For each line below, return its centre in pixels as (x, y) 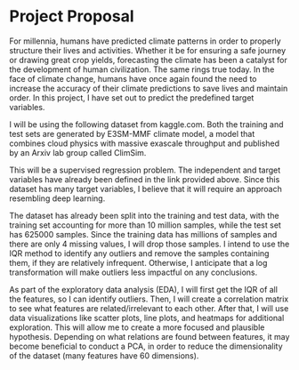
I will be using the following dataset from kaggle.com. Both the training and (146, 124)
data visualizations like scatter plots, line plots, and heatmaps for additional (147, 318)
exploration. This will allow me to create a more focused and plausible (137, 327)
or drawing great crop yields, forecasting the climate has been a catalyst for (148, 60)
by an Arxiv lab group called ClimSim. (78, 152)
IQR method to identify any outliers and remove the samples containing (139, 253)
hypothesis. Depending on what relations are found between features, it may (149, 336)
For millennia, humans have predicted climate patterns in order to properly (145, 41)
